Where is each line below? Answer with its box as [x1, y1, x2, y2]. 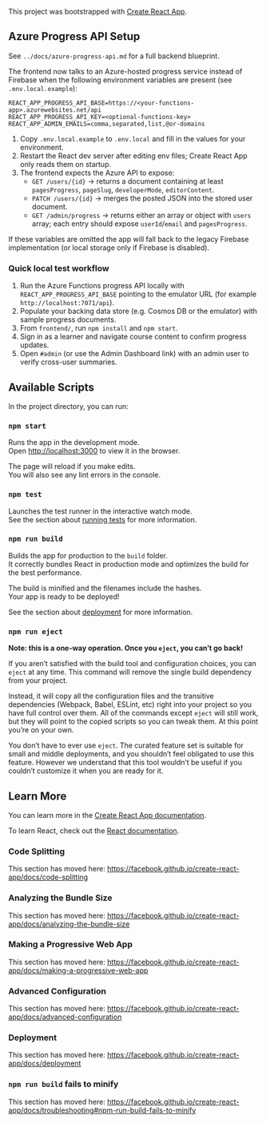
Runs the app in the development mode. [8, 438, 140, 447]
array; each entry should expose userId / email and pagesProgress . [31, 219, 248, 228]
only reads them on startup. [19, 159, 112, 169]
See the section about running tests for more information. [8, 514, 197, 524]
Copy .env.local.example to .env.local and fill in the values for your [19, 133, 246, 143]
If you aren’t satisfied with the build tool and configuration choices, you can [8, 659, 257, 669]
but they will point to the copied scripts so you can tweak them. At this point [8, 716, 258, 726]
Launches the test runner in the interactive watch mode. [8, 506, 193, 516]
